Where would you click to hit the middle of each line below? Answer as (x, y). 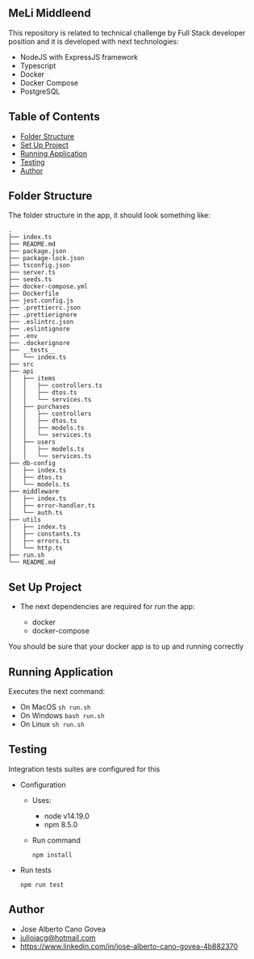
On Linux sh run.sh (52, 724)
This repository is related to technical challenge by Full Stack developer (127, 32)
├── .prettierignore (43, 315)
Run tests (36, 870)
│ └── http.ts (35, 549)
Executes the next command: (57, 692)
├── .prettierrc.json (45, 308)
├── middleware (34, 492)
